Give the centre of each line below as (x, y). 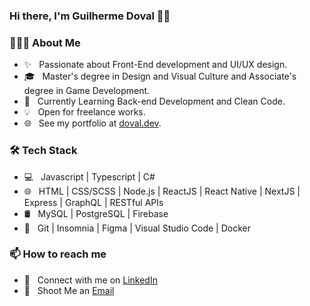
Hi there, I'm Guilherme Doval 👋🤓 (90, 16)
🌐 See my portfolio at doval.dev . (92, 123)
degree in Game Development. (87, 91)
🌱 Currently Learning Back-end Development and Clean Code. (154, 101)
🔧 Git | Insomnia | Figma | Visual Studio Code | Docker (137, 228)
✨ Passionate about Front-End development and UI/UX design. (155, 65)
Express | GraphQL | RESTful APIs (93, 202)
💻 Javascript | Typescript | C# (89, 176)
